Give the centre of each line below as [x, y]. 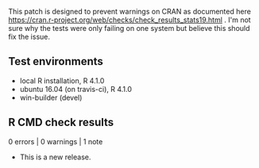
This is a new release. [55, 157]
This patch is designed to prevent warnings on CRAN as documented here [130, 11]
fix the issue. [29, 36]
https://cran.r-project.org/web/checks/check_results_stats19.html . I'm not [130, 20]
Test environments [56, 61]
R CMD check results [61, 122]
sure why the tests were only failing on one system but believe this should [129, 28]
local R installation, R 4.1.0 [62, 80]
